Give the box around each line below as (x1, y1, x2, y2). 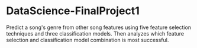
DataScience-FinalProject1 (6, 4, 140, 18)
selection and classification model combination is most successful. (6, 36, 169, 43)
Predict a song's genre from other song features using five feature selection (6, 24, 191, 31)
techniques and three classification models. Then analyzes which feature (6, 30, 185, 37)
